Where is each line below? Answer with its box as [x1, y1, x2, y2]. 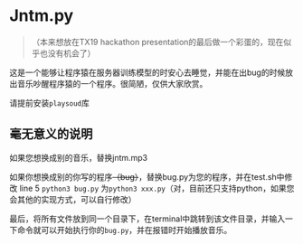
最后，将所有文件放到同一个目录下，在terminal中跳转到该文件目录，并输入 [9, 213, 286, 224]
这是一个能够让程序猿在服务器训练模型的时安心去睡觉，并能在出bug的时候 [9, 67, 286, 78]
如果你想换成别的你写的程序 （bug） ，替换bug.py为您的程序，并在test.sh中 [9, 171, 285, 182]
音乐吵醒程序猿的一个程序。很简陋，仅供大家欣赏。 [16, 78, 208, 89]
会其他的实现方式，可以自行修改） [9, 193, 137, 204]
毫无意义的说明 [9, 127, 93, 142]
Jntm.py [9, 5, 74, 26]
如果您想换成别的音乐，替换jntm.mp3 [9, 152, 148, 163]
